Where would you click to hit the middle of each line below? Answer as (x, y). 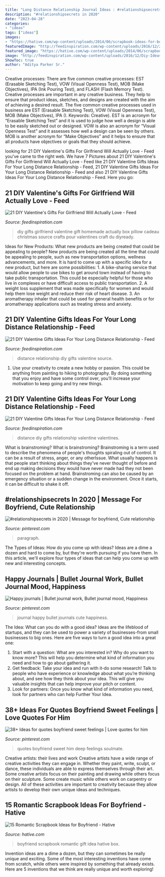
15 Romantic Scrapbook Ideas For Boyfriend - (76, 805)
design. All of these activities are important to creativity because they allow (81, 784)
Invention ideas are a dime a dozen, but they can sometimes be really (75, 853)
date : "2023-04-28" (25, 19)
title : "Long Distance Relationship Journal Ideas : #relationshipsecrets (83, 10)
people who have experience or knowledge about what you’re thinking (83, 673)
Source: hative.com (25, 834)
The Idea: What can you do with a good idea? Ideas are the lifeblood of (77, 627)
